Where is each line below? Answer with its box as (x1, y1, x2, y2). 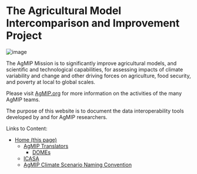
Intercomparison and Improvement (6, 16, 180, 30)
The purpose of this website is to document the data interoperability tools (6, 107, 184, 114)
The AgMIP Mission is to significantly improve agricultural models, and (6, 60, 177, 67)
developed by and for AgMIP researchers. (6, 113, 108, 121)
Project (6, 29, 42, 42)
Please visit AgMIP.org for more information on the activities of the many (6, 90, 182, 97)
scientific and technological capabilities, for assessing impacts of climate (6, 66, 183, 73)
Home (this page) (14, 136, 57, 143)
